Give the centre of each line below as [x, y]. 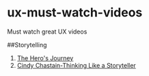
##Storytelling [27, 45]
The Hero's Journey [45, 58]
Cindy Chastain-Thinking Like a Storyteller [77, 65]
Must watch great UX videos [47, 31]
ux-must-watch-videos [75, 13]
